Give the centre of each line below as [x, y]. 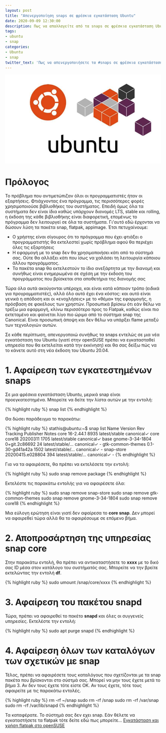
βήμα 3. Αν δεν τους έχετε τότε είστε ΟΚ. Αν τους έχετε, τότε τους [74, 685]
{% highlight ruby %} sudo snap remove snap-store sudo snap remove [77, 493]
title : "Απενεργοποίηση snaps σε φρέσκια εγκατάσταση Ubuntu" [70, 16]
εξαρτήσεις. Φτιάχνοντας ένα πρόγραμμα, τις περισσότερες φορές [75, 201]
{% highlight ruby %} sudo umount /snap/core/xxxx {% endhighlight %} [78, 582]
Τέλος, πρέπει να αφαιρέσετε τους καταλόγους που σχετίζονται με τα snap [83, 675]
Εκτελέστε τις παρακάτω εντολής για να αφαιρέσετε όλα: [65, 483]
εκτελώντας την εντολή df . [33, 573]
